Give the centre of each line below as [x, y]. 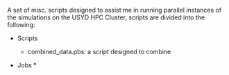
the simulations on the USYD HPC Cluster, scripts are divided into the [106, 17]
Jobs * [27, 65]
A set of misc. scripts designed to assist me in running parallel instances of [114, 10]
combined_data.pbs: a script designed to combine [99, 52]
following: [21, 25]
